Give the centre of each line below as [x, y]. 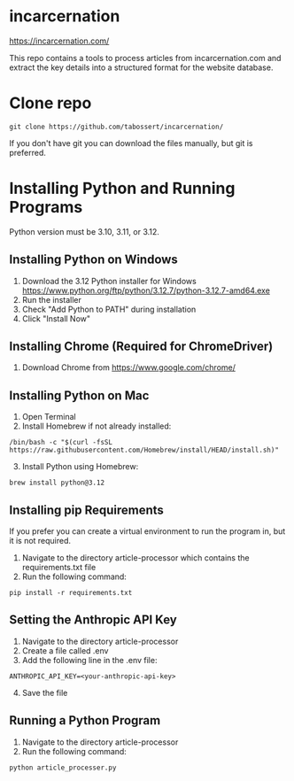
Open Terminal [49, 417]
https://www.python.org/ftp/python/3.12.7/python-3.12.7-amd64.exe [146, 290]
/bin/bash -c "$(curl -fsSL [61, 443]
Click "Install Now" [56, 318]
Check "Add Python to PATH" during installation [109, 309]
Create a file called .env [65, 650]
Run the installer [52, 299]
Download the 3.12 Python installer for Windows [109, 281]
